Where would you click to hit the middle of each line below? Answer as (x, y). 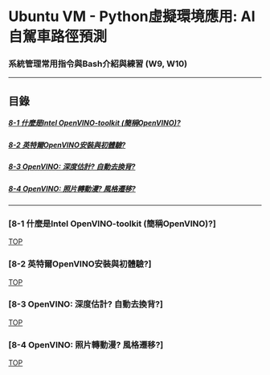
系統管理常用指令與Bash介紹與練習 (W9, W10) (98, 64)
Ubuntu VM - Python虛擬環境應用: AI (132, 16)
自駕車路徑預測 (58, 37)
